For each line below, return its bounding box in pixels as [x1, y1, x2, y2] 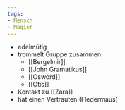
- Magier [7, 23, 33, 30]
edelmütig [17, 43, 47, 51]
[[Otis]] [28, 80, 49, 89]
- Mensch [7, 17, 33, 24]
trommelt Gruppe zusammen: [17, 50, 104, 59]
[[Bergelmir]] [28, 58, 66, 66]
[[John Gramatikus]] [28, 65, 87, 74]
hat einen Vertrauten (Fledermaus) [17, 95, 119, 104]
